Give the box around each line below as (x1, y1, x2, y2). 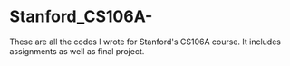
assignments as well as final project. (9, 45, 145, 56)
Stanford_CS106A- (9, 6, 153, 27)
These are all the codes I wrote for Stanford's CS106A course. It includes (9, 36, 281, 47)
